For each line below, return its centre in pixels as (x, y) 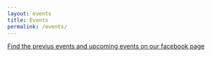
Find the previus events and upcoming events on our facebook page (106, 47)
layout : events (29, 14)
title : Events (28, 20)
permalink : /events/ (38, 26)
